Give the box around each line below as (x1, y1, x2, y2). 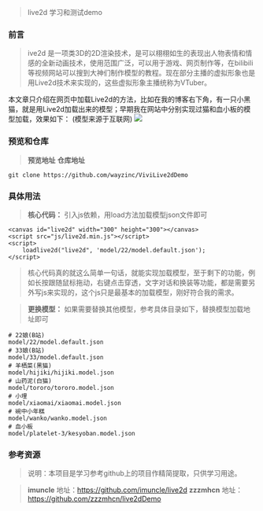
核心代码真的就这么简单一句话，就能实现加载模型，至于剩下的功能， (27, 267, 249, 278)
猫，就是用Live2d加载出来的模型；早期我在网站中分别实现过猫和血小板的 (8, 105, 244, 114)
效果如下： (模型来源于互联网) (35, 114, 133, 124)
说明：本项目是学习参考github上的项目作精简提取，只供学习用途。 (27, 469, 242, 478)
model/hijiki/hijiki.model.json (8, 369, 114, 377)
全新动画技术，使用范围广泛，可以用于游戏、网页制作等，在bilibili (41, 58, 254, 68)
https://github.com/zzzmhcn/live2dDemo (27, 494, 161, 504)
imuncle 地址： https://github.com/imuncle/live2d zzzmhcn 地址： (27, 485, 243, 494)
